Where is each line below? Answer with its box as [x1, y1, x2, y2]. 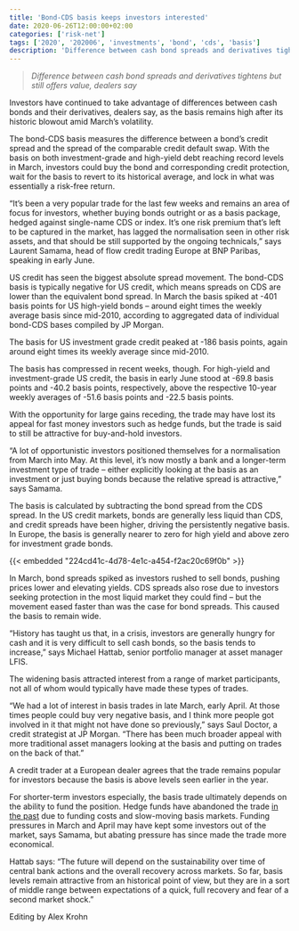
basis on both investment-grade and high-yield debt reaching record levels [9, 152, 285, 163]
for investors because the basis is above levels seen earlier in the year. [9, 774, 269, 785]
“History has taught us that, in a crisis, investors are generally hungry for [9, 628, 276, 639]
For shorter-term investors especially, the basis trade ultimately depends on [9, 792, 287, 803]
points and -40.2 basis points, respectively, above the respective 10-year [9, 382, 278, 393]
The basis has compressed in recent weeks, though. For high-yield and [9, 363, 271, 374]
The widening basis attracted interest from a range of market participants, [9, 674, 280, 684]
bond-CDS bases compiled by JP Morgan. [9, 320, 165, 331]
